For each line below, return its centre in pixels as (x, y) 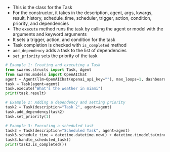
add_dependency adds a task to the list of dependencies (70, 50)
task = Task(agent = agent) (32, 84)
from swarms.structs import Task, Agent (49, 70)
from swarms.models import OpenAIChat (46, 74)
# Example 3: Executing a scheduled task (50, 126)
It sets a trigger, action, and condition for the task (64, 40)
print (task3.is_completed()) (36, 145)
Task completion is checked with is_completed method (69, 45)
